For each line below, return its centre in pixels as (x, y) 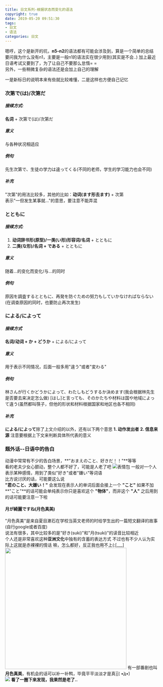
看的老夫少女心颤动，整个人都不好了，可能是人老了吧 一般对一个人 (81, 467)
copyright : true (21, 14)
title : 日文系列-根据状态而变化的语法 (39, 9)
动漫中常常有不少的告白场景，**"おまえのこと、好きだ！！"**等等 (71, 460)
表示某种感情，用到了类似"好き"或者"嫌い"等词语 (54, 473)
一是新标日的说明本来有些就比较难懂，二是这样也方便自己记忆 (67, 79)
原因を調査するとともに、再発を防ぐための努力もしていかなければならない (79, 296)
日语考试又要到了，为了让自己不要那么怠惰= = (51, 63)
